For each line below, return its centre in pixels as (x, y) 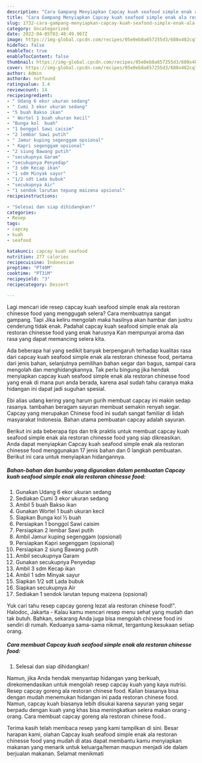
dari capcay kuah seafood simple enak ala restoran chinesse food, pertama (100, 357)
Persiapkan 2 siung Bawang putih (57, 549)
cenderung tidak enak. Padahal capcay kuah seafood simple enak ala (93, 326)
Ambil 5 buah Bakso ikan (46, 504)
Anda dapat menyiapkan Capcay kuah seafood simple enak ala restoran (96, 444)
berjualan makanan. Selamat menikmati (55, 753)
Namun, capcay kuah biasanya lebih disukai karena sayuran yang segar (95, 704)
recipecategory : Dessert (38, 285)
